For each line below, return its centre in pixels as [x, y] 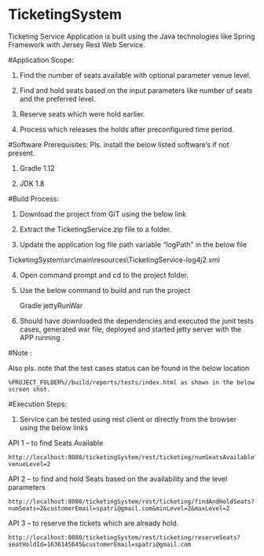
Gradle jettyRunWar [51, 306]
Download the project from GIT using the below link [103, 213]
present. [22, 153]
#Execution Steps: [38, 404]
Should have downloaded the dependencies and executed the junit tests [136, 321]
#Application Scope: [41, 60]
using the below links [54, 428]
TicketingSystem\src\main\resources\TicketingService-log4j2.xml [114, 259]
